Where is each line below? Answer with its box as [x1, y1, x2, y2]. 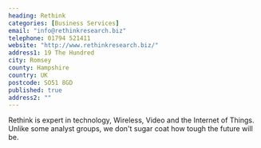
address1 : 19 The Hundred [8, 49, 94, 57]
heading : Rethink [8, 11, 66, 20]
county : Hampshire [8, 64, 69, 72]
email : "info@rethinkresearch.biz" [8, 26, 127, 34]
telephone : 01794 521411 [8, 34, 91, 42]
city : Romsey [8, 57, 52, 65]
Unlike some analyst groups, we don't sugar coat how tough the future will [8, 124, 253, 134]
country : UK [8, 71, 48, 79]
